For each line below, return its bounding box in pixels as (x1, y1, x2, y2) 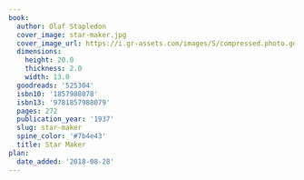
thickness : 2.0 (25, 65, 83, 74)
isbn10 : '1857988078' (16, 89, 99, 98)
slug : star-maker (16, 124, 83, 133)
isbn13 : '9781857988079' (16, 97, 111, 107)
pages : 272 (16, 106, 58, 115)
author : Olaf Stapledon (16, 22, 106, 31)
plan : (8, 148, 29, 157)
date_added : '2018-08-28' (16, 156, 115, 166)
